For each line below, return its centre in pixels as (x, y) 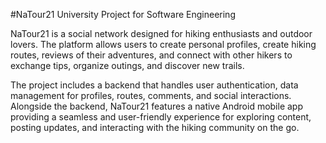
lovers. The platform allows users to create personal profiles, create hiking (163, 44)
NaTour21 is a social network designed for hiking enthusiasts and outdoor (161, 33)
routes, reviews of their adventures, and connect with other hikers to (151, 55)
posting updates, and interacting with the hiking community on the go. (155, 127)
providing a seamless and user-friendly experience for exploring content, (161, 117)
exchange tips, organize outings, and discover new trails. (127, 65)
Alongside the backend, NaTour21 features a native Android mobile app (157, 106)
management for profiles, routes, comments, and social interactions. (151, 95)
